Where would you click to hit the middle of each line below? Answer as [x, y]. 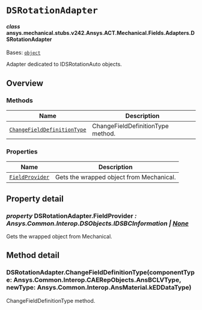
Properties [22, 151]
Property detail [35, 198]
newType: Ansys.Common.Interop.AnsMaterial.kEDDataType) [99, 288]
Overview [25, 83]
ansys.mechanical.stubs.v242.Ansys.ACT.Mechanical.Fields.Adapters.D [101, 33]
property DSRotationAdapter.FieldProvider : [72, 215]
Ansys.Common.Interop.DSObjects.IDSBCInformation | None [98, 223]
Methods [20, 100]
